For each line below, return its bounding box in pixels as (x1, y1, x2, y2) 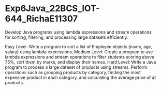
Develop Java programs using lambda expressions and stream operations (5, 29, 152, 35)
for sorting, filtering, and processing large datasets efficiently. (5, 34, 128, 40)
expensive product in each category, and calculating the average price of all (5, 75, 157, 80)
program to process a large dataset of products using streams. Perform (5, 64, 147, 70)
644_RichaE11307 (5, 13, 78, 24)
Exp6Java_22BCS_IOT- (5, 3, 100, 14)
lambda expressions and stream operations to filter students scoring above (5, 54, 155, 60)
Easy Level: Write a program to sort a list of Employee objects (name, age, (5, 44, 152, 49)
